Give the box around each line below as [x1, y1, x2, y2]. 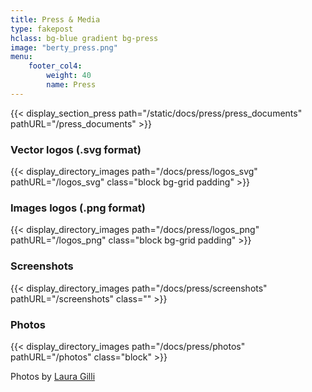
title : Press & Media [10, 14, 101, 25]
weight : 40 [46, 71, 92, 81]
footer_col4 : [28, 61, 83, 71]
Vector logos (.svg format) [10, 142, 142, 156]
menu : [10, 52, 33, 62]
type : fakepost [10, 24, 74, 34]
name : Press [46, 80, 97, 90]
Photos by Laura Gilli [10, 370, 96, 382]
